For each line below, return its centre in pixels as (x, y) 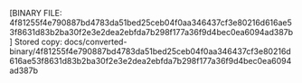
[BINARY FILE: (36, 13)
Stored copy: (39, 41)
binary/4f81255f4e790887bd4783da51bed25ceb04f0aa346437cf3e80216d (150, 51)
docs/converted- (96, 41)
